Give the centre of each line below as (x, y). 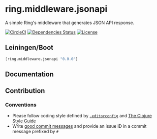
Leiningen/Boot (29, 48)
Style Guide (24, 121)
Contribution (25, 91)
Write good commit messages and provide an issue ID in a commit (79, 126)
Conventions (21, 105)
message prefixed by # (35, 131)
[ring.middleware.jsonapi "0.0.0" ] (42, 59)
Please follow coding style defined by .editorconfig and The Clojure (82, 115)
